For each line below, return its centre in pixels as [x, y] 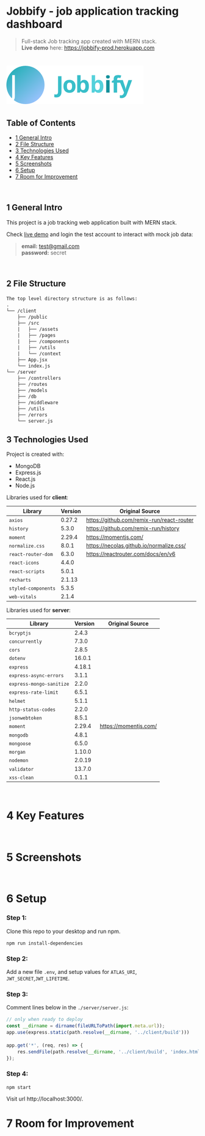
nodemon [19, 761]
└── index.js [34, 366]
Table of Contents [41, 123]
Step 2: [17, 959]
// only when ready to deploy [45, 1020]
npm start [19, 1087]
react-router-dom [31, 555]
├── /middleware [38, 403]
